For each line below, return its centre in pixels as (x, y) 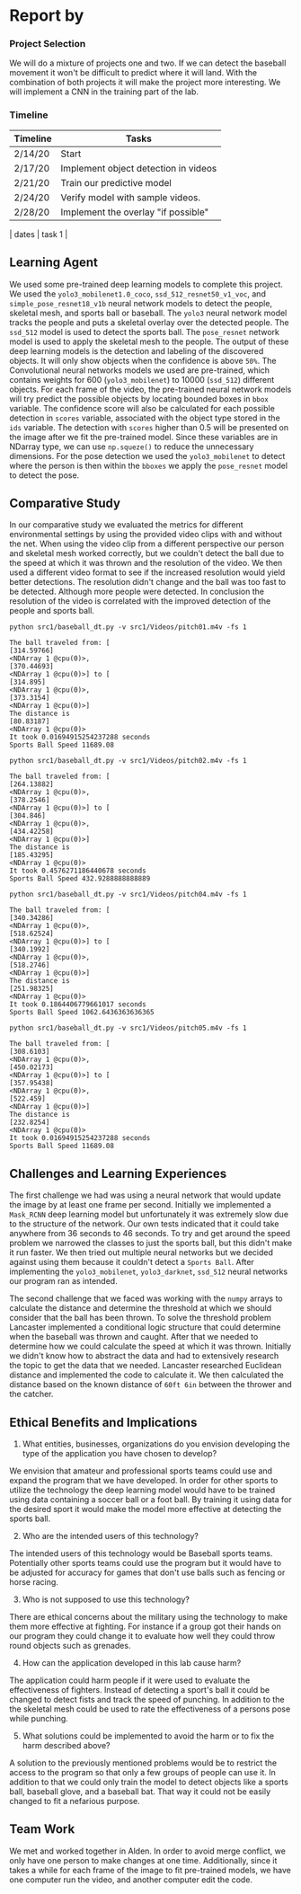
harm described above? (66, 1746)
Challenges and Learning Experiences (118, 1173)
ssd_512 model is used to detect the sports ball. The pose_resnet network (145, 332)
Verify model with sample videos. (131, 197)
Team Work (42, 1829)
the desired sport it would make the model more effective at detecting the (146, 1509)
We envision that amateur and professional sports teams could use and (141, 1471)
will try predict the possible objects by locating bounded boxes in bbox (139, 398)
